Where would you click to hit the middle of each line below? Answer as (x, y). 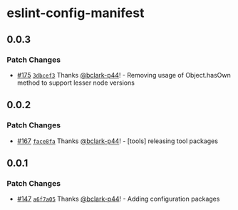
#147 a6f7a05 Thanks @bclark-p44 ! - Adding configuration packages (118, 199)
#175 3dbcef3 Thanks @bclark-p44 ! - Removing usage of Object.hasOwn (124, 75)
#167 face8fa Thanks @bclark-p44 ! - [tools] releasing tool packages (118, 141)
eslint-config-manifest (76, 13)
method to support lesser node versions (76, 83)
